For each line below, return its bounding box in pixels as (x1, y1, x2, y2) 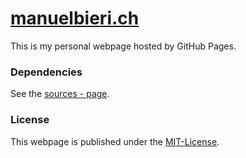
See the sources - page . (10, 88, 110, 100)
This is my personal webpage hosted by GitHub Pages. (10, 40, 237, 52)
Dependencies (10, 65, 83, 79)
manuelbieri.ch (10, 7, 140, 30)
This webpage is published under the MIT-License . (10, 135, 220, 147)
